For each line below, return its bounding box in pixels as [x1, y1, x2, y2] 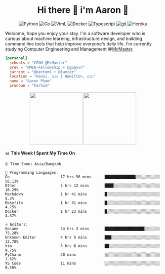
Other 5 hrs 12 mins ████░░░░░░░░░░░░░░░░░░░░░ [5, 183, 161, 188]
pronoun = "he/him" [9, 83, 50, 88]
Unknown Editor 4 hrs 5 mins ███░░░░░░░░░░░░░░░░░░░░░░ [5, 235, 161, 240]
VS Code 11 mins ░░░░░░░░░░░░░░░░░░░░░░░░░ [5, 261, 161, 266]
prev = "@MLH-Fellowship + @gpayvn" [9, 65, 85, 70]
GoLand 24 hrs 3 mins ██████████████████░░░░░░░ [5, 227, 161, 232]
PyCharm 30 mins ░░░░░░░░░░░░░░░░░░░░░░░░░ [5, 252, 161, 257]
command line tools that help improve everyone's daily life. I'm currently [5, 40, 152, 46]
